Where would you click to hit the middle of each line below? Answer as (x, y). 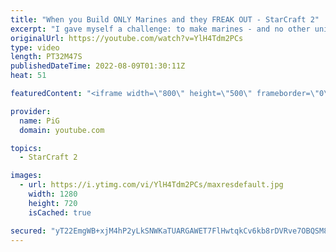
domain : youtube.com (62, 130)
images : (26, 176)
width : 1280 (53, 194)
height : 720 (53, 203)
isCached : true (60, 212)
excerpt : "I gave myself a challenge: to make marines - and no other (160, 29)
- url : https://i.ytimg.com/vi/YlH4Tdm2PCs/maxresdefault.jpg (151, 185)
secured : (28, 231)
